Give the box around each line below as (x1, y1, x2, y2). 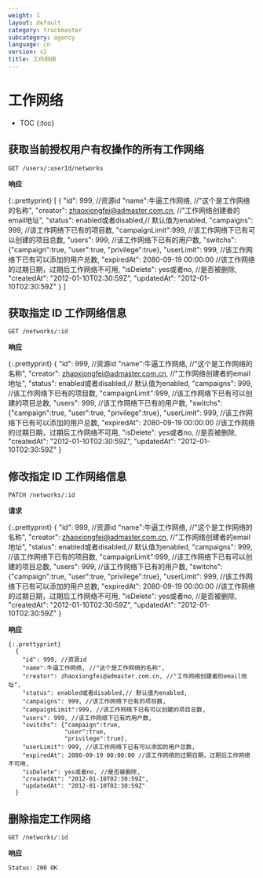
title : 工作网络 (8, 56, 57, 64)
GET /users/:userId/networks (8, 164, 104, 172)
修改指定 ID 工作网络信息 (8, 469, 127, 483)
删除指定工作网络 (8, 812, 91, 825)
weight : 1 (8, 11, 41, 20)
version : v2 (8, 48, 47, 56)
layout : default (8, 19, 61, 27)
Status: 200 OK (8, 864, 58, 872)
